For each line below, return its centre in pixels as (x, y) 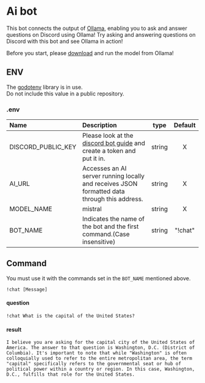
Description (99, 125)
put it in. (94, 158)
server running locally (113, 176)
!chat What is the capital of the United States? (71, 316)
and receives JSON (110, 184)
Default (185, 125)
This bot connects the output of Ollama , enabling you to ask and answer (97, 28)
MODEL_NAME (31, 209)
